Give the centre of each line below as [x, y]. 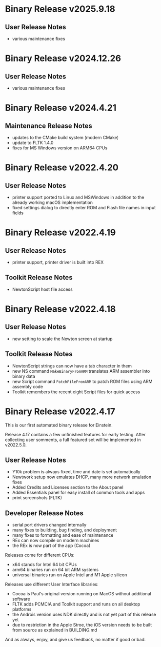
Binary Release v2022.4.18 [60, 309]
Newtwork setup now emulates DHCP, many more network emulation [82, 477]
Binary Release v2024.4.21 [61, 108]
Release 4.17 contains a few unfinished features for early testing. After [75, 434]
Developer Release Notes [44, 513]
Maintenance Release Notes [49, 126]
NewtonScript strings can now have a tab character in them [72, 366]
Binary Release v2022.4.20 [62, 168]
